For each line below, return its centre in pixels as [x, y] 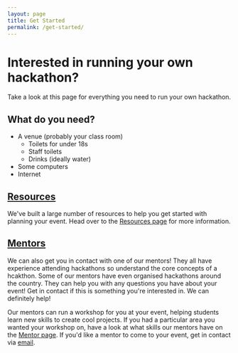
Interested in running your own [100, 62]
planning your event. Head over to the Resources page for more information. [119, 221]
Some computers [43, 167]
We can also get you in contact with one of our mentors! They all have [110, 261]
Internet [29, 174]
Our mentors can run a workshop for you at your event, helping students [113, 312]
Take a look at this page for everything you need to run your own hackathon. [119, 97]
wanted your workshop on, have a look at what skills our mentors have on [115, 327]
